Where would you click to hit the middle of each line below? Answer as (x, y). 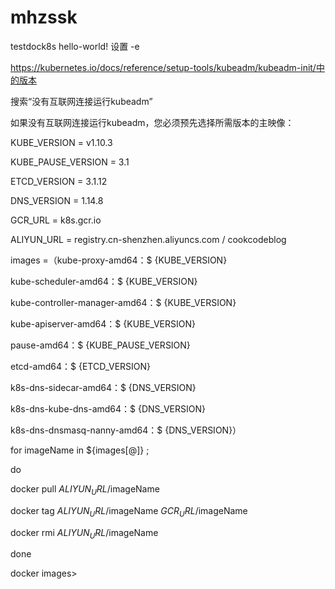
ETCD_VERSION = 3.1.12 (59, 181)
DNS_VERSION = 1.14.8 (57, 200)
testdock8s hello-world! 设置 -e (75, 46)
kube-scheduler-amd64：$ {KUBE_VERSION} (104, 281)
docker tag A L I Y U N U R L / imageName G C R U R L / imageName (129, 511)
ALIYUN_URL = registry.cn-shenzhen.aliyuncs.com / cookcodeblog (148, 239)
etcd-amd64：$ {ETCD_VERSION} (81, 366)
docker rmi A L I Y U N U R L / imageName (84, 533)
